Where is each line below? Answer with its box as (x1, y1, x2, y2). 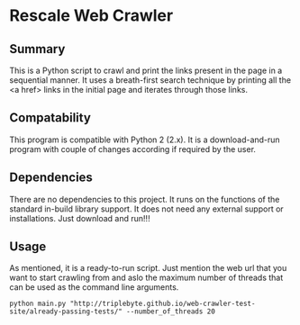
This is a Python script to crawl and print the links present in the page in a (9, 65, 283, 76)
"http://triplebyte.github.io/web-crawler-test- (69, 299, 256, 309)
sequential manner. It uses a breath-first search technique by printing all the (9, 75, 291, 86)
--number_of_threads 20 (125, 307, 216, 316)
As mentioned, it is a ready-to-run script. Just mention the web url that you (9, 263, 287, 274)
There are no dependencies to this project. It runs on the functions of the (9, 194, 280, 204)
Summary (9, 41, 66, 57)
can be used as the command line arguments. (9, 282, 179, 293)
